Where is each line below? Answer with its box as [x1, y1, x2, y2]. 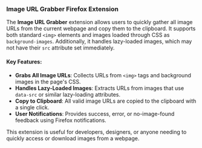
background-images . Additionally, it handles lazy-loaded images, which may [6, 38, 192, 45]
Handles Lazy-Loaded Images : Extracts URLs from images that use [15, 84, 184, 92]
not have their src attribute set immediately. [6, 44, 115, 51]
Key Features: [6, 58, 42, 65]
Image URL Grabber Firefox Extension [6, 5, 119, 13]
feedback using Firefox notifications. [15, 117, 107, 124]
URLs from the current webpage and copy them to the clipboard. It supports [6, 25, 196, 32]
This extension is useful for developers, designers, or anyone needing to [6, 128, 187, 135]
